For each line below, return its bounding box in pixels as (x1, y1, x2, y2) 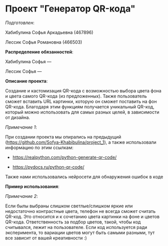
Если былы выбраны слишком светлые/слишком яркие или (5, 203, 133, 209)
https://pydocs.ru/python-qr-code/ (12, 164, 84, 170)
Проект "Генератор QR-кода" (5, 3, 135, 15)
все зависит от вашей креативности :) (5, 234, 87, 241)
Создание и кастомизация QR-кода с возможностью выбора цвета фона (5, 87, 161, 93)
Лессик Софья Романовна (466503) (5, 39, 83, 45)
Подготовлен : (5, 20, 35, 26)
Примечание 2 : (5, 193, 38, 199)
